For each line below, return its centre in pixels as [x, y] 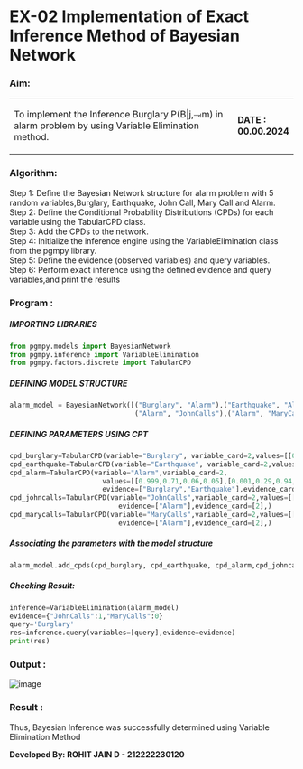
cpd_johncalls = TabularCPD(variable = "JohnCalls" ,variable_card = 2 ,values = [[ [153, 498]
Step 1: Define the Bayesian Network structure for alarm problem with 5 [142, 192]
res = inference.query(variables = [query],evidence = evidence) [123, 633]
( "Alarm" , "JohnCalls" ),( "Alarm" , [199, 414]
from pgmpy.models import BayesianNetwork [90, 346]
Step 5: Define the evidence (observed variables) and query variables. [140, 260]
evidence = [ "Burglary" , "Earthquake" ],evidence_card [199, 490]
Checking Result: [42, 586]
